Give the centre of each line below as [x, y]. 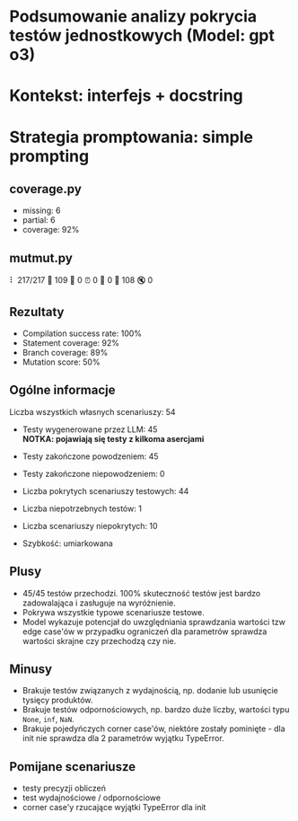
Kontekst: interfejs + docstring [127, 96]
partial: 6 [39, 220]
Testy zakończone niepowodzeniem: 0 [93, 473]
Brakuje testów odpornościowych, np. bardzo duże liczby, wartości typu [156, 710]
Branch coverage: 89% [65, 353]
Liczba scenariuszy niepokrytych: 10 [90, 525]
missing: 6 [41, 211]
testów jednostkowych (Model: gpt [142, 35]
